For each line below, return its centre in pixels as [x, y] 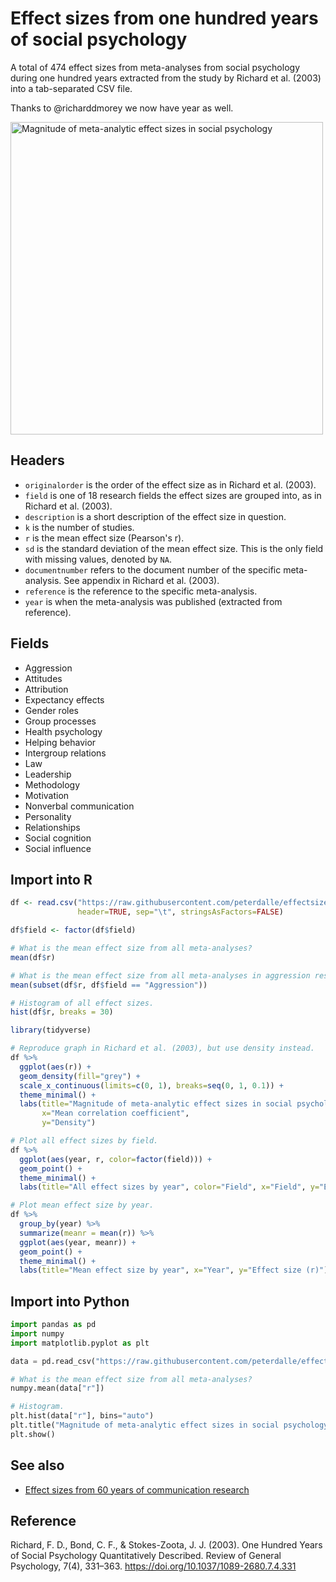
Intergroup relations [65, 753]
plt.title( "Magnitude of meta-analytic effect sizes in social [145, 1425]
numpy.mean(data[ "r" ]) [57, 1388]
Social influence [58, 848]
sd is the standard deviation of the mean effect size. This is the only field [174, 548]
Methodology [52, 784]
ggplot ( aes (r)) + [55, 1067]
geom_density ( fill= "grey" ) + [80, 1076]
